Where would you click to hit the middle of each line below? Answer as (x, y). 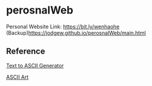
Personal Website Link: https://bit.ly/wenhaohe (63, 27)
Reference (26, 52)
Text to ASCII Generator (35, 65)
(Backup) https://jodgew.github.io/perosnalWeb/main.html (76, 32)
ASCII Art (17, 77)
